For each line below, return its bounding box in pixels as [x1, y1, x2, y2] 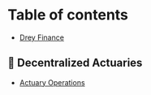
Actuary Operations [19, 77, 86, 87]
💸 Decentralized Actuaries [7, 56, 143, 70]
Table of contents [7, 6, 129, 24]
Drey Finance [19, 32, 64, 42]
